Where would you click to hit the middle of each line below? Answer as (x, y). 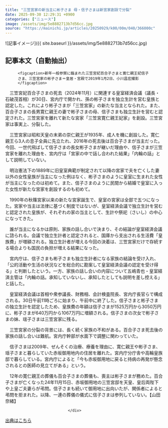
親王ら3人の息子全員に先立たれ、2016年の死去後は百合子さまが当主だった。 (84, 141)
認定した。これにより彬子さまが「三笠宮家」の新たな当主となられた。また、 (84, 105)
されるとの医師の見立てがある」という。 (47, 365)
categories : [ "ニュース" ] (30, 19)
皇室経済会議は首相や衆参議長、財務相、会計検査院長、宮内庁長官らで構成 (86, 294)
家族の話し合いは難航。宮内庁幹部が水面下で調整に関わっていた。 (73, 336)
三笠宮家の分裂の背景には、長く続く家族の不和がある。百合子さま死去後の (86, 329)
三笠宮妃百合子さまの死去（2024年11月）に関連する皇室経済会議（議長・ (84, 92)
